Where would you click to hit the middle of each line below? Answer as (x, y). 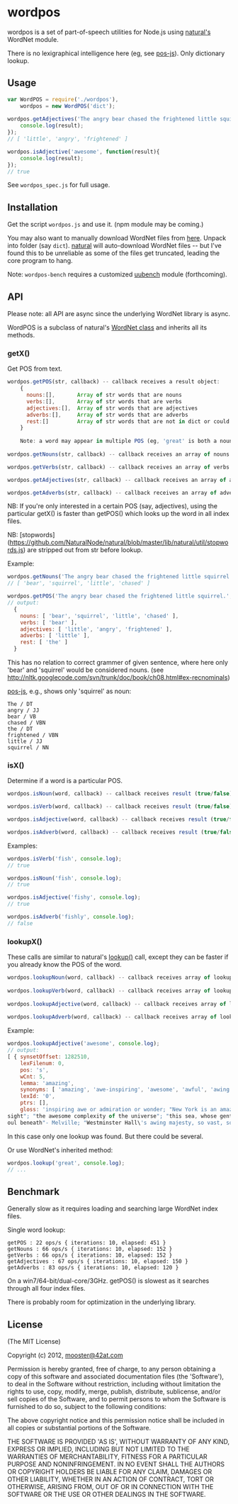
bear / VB (22, 717)
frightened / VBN (33, 735)
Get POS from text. (35, 369)
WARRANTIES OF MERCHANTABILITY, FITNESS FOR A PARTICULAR (107, 1457)
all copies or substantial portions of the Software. (79, 1428)
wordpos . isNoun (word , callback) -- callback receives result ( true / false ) (120, 794)
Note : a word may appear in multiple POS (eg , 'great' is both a (119, 441)
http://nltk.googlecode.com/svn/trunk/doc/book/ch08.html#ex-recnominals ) (119, 678)
